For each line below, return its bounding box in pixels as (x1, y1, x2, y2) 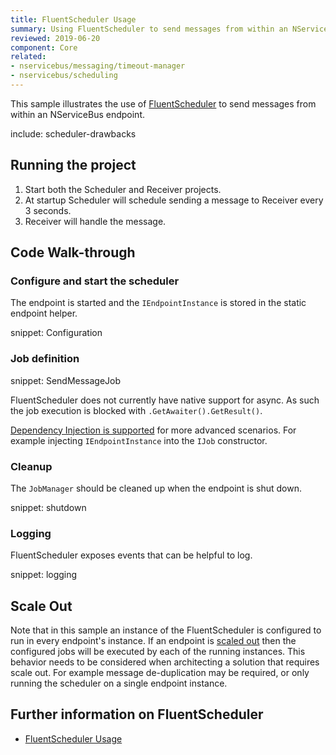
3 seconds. (24, 204, 72, 216)
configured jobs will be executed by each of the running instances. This (10, 646, 306, 658)
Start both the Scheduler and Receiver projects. (24, 183, 222, 195)
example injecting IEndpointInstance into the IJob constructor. (10, 434, 268, 446)
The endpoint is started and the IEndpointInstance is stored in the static (10, 297, 307, 309)
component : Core (10, 42, 78, 53)
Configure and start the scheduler (10, 274, 180, 288)
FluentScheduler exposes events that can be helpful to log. (10, 549, 253, 561)
